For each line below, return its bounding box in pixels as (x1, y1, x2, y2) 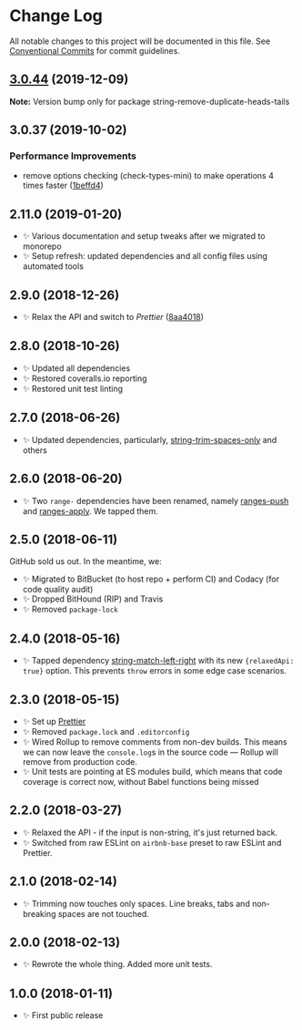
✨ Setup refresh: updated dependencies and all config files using (22, 251, 268, 262)
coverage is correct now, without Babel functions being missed (22, 776, 259, 787)
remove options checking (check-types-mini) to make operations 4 (22, 170, 275, 181)
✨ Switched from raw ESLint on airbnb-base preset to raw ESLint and (22, 837, 282, 848)
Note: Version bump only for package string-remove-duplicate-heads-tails (9, 96, 290, 107)
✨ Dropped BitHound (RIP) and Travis (22, 593, 164, 604)
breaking (22, 908, 56, 919)
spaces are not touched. (57, 908, 150, 919)
